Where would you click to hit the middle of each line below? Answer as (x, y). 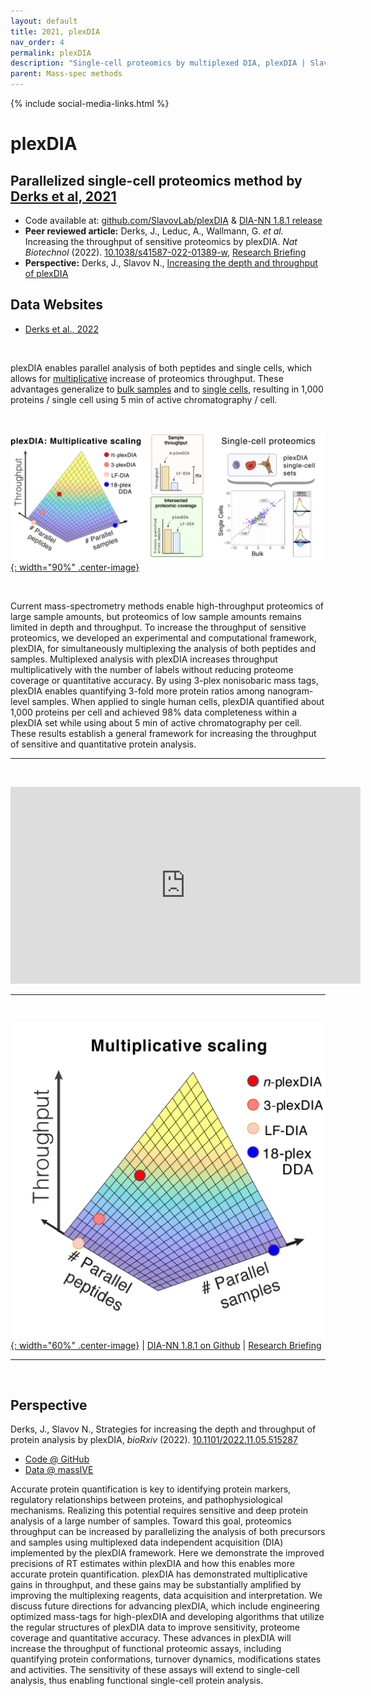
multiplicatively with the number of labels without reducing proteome (152, 669)
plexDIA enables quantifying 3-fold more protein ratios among (138, 691)
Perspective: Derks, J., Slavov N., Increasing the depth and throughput (171, 263)
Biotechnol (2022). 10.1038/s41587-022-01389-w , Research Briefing (165, 252)
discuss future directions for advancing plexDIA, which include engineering (165, 1606)
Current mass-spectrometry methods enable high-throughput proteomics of (167, 606)
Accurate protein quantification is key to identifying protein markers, (151, 1489)
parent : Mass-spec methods (66, 74)
